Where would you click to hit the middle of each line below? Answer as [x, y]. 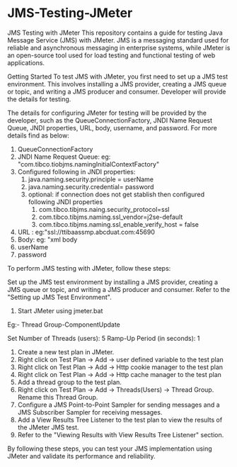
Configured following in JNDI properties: [76, 171]
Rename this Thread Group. [58, 397]
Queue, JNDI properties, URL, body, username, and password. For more [112, 128]
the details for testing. [39, 99]
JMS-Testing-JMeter [70, 13]
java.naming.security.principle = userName [91, 179]
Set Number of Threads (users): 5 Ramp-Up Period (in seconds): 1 [104, 338]
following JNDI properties [65, 202]
